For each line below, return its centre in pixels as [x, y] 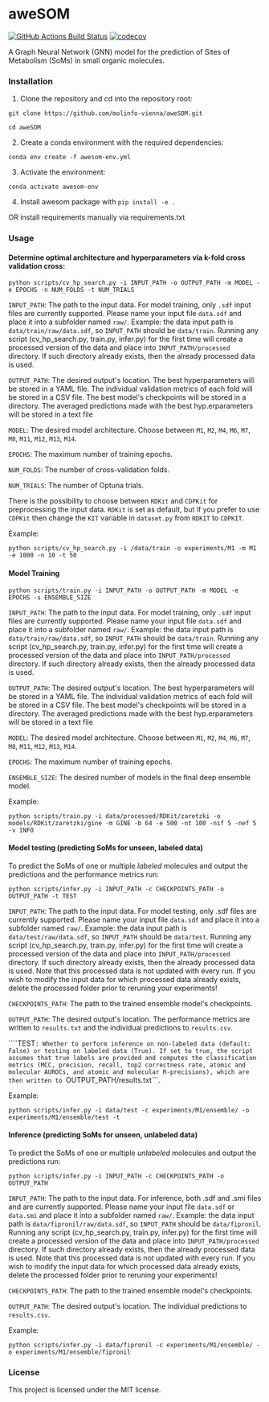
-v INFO [21, 830]
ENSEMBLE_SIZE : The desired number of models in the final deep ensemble [130, 777]
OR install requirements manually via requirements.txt [97, 217]
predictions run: [35, 1161]
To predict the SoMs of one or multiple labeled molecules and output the [128, 865]
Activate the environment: [63, 172]
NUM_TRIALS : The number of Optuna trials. [76, 485]
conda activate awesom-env [53, 187]
